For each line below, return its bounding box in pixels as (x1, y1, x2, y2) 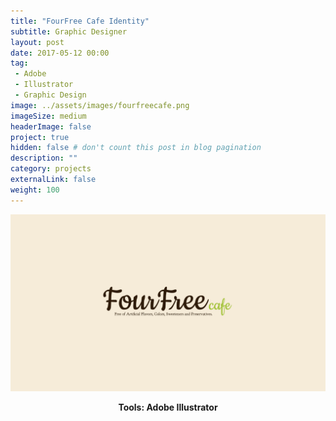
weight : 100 (10, 185, 60, 195)
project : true (10, 132, 70, 142)
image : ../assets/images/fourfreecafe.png (10, 100, 190, 110)
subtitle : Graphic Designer (10, 26, 128, 37)
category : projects (10, 164, 92, 174)
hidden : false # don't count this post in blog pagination (10, 143, 262, 153)
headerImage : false (10, 121, 92, 132)
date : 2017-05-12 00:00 (10, 48, 110, 58)
